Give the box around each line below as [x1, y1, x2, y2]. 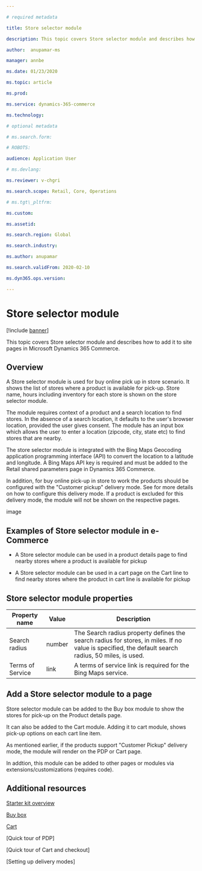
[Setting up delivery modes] [6, 858, 75, 865]
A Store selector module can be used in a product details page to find [14, 551, 188, 559]
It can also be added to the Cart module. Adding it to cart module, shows [6, 723, 186, 730]
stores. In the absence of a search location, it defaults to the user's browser [6, 416, 194, 423]
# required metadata [6, 14, 58, 20]
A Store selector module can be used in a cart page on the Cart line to [14, 569, 189, 577]
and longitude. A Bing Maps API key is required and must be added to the [6, 459, 188, 466]
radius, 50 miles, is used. [74, 651, 144, 659]
